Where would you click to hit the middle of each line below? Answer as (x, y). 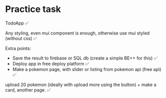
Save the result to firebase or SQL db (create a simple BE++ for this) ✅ (85, 58)
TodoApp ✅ (17, 23)
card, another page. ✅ (28, 90)
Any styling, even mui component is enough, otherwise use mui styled (77, 33)
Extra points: (18, 48)
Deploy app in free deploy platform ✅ (51, 63)
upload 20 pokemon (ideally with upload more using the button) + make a (81, 84)
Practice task (33, 9)
